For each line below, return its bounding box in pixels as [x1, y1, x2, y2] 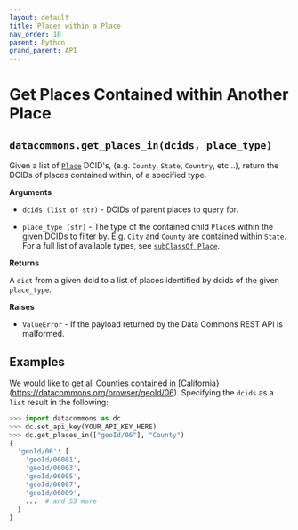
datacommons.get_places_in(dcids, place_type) [9, 139, 273, 151]
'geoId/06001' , [25, 455, 82, 464]
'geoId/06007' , [25, 480, 82, 489]
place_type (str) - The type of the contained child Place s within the [21, 222, 274, 232]
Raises [9, 302, 36, 313]
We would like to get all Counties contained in [9, 378, 176, 388]
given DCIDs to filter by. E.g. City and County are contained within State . [21, 231, 287, 241]
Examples [9, 354, 65, 370]
